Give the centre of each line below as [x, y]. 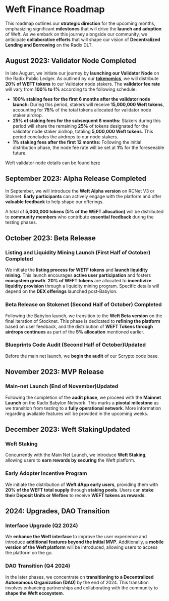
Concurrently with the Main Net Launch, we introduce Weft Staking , [76, 455]
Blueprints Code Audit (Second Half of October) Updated [76, 345]
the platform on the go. [29, 553]
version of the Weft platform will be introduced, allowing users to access [81, 547]
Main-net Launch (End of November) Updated [62, 386]
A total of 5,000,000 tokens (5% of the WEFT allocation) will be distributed [84, 211]
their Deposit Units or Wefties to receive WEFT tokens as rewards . [76, 495]
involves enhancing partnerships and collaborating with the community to [81, 588]
